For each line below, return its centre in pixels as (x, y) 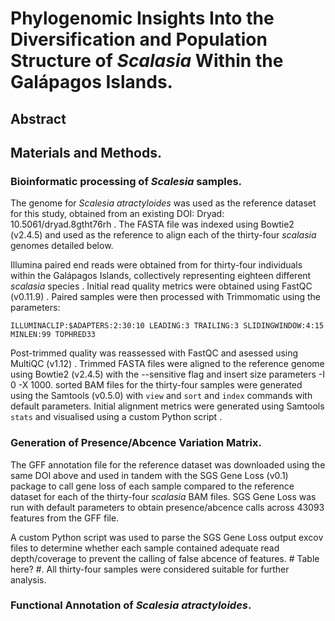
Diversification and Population (139, 39)
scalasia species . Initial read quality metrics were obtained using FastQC (161, 286)
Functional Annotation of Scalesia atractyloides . (131, 605)
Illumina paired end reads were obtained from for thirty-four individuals (156, 265)
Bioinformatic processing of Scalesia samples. (126, 181)
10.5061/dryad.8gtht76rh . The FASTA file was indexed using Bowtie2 (152, 224)
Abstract (38, 118)
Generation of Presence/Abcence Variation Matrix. (136, 443)
